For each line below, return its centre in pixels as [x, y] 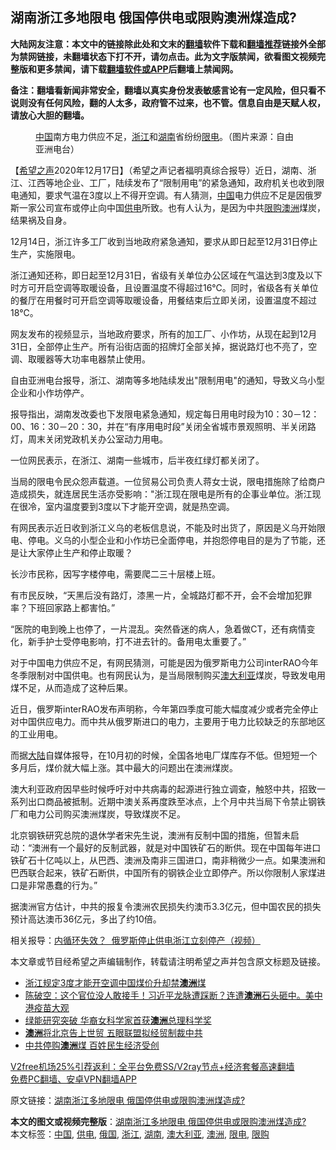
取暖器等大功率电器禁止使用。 [89, 359]
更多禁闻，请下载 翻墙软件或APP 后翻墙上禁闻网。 [137, 69]
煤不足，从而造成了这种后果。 [71, 687]
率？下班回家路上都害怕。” [63, 607]
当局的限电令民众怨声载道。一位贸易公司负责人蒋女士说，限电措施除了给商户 [168, 481]
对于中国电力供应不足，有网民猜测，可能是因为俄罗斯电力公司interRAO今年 [164, 662]
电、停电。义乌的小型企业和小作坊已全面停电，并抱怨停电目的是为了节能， [163, 540]
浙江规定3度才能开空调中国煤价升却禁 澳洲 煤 [115, 982]
